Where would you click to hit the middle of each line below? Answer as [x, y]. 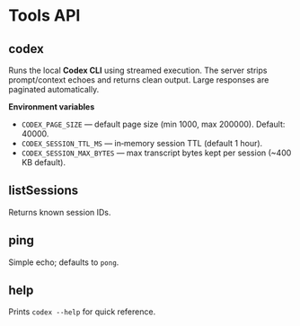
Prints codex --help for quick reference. [82, 312]
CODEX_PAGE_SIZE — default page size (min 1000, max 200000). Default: [153, 124]
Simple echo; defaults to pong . [64, 262]
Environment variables [52, 107]
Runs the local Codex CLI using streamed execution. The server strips [138, 70]
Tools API [44, 16]
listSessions [44, 191]
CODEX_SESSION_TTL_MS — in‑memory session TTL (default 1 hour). [142, 143]
